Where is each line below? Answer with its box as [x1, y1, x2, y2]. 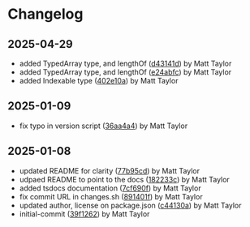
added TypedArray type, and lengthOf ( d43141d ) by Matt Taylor [19, 58, 232, 68]
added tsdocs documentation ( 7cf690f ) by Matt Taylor [19, 183, 201, 193]
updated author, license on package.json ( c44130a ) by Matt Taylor [19, 200, 242, 210]
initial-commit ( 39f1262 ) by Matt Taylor [19, 208, 150, 219]
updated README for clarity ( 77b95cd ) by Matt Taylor [19, 165, 200, 175]
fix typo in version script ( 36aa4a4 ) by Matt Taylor [19, 121, 188, 131]
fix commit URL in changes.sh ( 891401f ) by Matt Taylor [19, 191, 204, 201]
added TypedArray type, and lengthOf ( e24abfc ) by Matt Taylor [19, 67, 232, 77]
